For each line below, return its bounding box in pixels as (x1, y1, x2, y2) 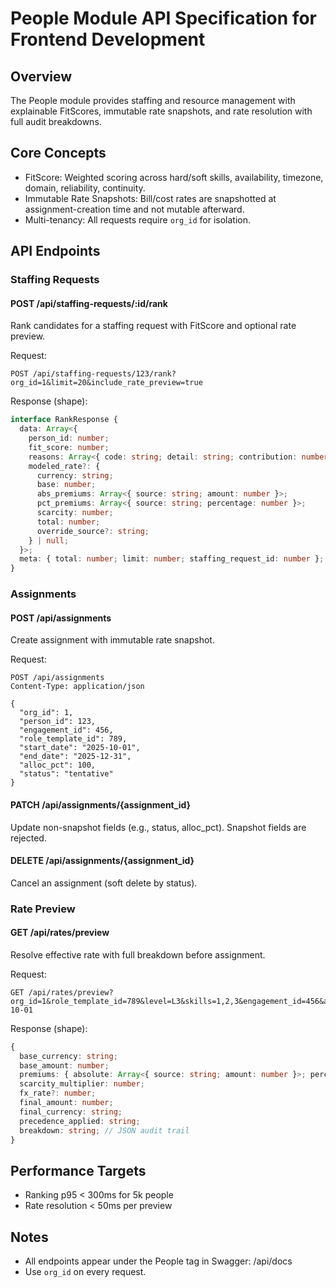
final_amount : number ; (19, 1098, 114, 1108)
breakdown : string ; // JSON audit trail (19, 1125, 190, 1136)
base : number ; (36, 480, 97, 490)
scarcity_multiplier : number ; (19, 1079, 145, 1089)
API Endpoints (10, 243, 101, 260)
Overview (10, 68, 73, 85)
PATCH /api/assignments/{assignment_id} (10, 798, 192, 811)
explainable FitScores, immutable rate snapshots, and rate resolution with (10, 105, 313, 117)
